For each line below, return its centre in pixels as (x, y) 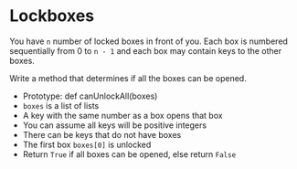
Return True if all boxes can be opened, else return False (129, 154)
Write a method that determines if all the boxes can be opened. (128, 78)
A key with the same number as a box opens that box (122, 115)
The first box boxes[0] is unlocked (87, 144)
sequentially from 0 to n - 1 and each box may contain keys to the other (146, 50)
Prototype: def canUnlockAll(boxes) (90, 96)
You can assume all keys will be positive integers (115, 125)
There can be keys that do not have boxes (102, 134)
